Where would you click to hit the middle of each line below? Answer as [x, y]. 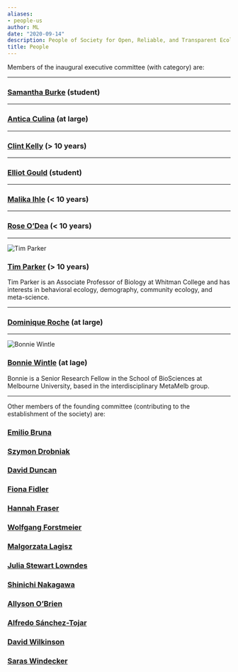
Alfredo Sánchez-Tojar [47, 622]
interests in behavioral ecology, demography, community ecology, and [110, 290]
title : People [28, 47]
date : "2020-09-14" [36, 34]
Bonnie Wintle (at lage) [47, 363]
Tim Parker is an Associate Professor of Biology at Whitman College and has [119, 282]
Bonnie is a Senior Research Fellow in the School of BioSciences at [105, 378]
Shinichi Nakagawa [41, 585]
